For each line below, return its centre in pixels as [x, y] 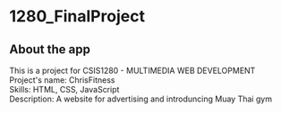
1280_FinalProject [77, 16]
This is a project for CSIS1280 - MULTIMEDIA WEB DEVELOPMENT [132, 70]
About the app [50, 49]
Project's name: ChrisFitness [62, 80]
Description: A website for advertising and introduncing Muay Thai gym [141, 99]
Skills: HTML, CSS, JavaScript [64, 89]
